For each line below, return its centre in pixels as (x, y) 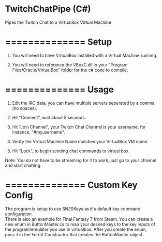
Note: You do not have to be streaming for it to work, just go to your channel (81, 160)
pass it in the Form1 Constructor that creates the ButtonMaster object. (74, 234)
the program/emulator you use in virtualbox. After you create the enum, (76, 229)
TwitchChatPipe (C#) (48, 9)
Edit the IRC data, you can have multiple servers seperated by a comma (83, 103)
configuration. (19, 214)
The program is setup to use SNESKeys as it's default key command (73, 209)
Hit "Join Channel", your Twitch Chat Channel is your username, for (79, 127)
